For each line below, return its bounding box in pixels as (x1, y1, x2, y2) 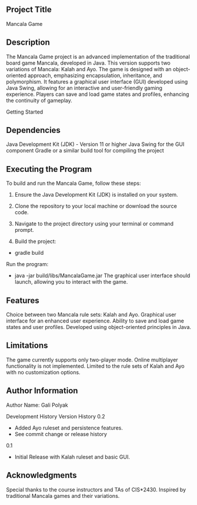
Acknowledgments (6, 470, 78, 480)
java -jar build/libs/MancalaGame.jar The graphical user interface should (14, 272, 191, 279)
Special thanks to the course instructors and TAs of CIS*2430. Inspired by (6, 486, 186, 493)
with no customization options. (6, 368, 81, 376)
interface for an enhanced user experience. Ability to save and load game (6, 317, 184, 324)
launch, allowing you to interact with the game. (14, 278, 128, 285)
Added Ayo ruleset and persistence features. (14, 424, 123, 431)
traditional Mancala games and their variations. (6, 492, 120, 499)
